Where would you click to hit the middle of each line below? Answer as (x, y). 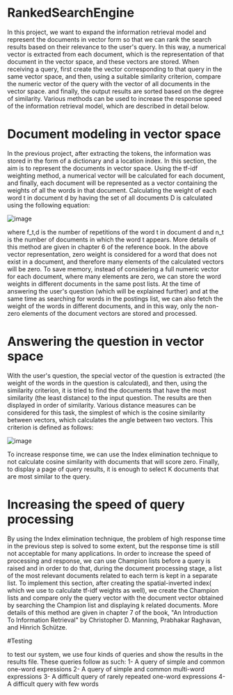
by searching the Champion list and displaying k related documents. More (113, 605)
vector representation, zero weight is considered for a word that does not (112, 254)
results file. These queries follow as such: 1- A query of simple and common (116, 662)
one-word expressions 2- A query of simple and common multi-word (106, 669)
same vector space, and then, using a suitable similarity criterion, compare (114, 76)
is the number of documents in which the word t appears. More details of (112, 239)
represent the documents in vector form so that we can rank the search (110, 39)
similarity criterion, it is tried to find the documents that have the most (107, 390)
